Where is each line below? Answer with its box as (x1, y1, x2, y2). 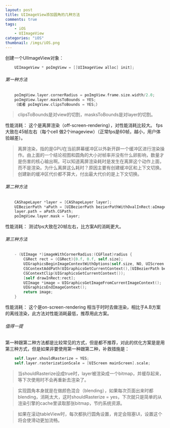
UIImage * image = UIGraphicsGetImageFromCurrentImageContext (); (23, 280, 162, 285)
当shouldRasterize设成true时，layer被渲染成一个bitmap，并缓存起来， (17, 370, 164, 377)
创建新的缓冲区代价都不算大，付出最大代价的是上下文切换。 (17, 171, 142, 177)
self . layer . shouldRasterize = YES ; (14, 356, 90, 361)
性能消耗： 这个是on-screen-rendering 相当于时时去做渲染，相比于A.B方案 (5, 304, 161, 310)
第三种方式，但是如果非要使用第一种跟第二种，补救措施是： (5, 346, 130, 352)
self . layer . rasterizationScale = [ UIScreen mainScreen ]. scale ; (14, 361, 151, 366)
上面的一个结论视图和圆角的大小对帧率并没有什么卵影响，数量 (31, 152, 160, 158)
